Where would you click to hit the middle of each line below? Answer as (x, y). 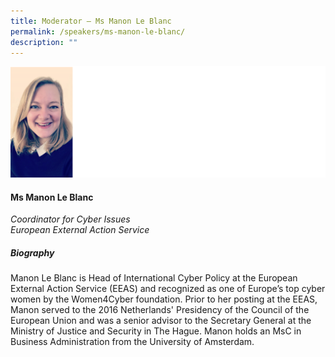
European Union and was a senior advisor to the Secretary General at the (161, 321)
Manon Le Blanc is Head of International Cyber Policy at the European (154, 278)
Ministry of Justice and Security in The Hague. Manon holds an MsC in (156, 331)
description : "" (44, 42)
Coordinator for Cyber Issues (70, 219)
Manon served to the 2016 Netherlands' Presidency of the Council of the (160, 310)
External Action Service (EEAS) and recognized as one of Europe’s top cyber (168, 289)
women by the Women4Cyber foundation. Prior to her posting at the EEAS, (164, 299)
